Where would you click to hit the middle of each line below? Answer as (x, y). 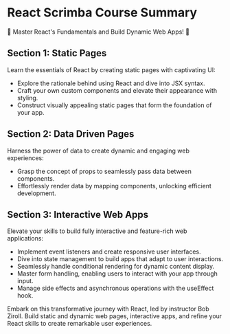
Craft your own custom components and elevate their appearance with (117, 90)
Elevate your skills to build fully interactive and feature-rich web (97, 231)
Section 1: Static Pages (57, 53)
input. (25, 281)
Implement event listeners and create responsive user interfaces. (109, 252)
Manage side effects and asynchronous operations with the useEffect (115, 288)
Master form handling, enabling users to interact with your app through (117, 274)
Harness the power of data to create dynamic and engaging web (99, 151)
